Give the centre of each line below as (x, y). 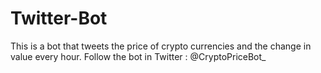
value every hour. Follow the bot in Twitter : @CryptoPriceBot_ (138, 56)
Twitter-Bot (59, 18)
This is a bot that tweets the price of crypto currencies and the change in (161, 46)
